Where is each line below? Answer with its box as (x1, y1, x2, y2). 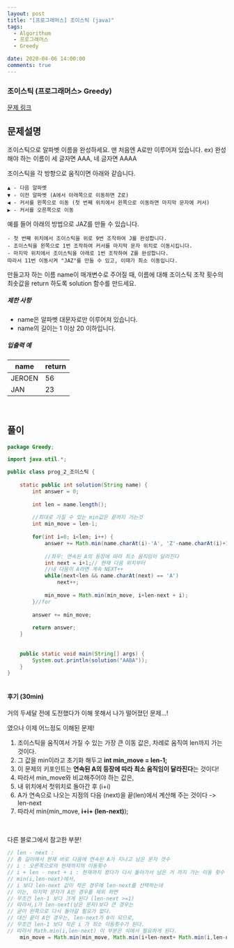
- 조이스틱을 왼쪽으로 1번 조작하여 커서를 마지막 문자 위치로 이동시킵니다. (7, 242, 193, 249)
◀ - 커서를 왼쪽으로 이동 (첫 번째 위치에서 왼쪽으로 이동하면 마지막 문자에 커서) (7, 199, 210, 206)
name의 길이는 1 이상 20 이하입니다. (17, 324, 116, 332)
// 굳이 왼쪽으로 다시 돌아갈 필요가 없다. (7, 908, 112, 915)
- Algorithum (13, 29, 52, 37)
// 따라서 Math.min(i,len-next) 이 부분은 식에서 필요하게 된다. (7, 927, 178, 934)
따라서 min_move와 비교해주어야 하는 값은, (17, 773, 134, 782)
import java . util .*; (7, 456, 68, 463)
